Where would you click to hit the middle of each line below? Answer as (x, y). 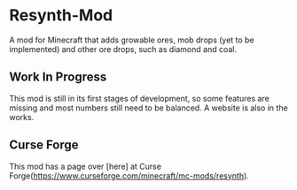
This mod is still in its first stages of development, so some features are (140, 98)
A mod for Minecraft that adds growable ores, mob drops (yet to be (132, 40)
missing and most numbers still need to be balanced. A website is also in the (148, 108)
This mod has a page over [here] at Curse (86, 166)
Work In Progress (58, 77)
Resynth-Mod (61, 15)
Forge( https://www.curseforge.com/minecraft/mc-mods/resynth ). (129, 175)
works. (22, 117)
